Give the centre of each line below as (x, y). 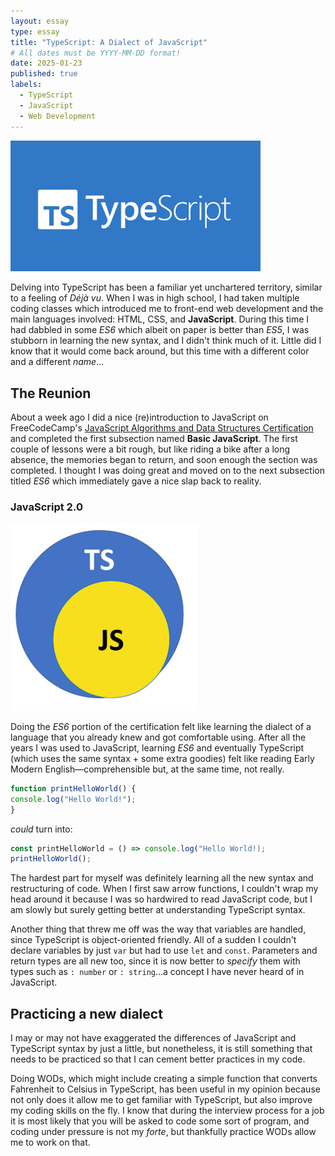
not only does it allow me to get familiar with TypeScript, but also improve (161, 1100)
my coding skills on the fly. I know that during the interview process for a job (167, 1111)
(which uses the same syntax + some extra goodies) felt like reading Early (162, 758)
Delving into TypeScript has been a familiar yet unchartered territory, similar (166, 287)
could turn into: (41, 829)
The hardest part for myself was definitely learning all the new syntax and (162, 878)
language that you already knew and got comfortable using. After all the (158, 737)
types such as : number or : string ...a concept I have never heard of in (157, 972)
